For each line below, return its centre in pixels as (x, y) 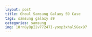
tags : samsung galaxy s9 (30, 18)
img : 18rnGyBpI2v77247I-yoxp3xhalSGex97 (46, 27)
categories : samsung (26, 23)
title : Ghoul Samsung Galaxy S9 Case (43, 14)
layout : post (18, 9)
